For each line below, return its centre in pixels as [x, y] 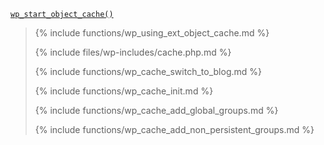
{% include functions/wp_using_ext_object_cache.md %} [152, 33]
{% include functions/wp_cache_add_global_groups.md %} [156, 110]
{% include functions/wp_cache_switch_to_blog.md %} [148, 71]
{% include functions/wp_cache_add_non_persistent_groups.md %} [174, 129]
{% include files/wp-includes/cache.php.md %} [133, 52]
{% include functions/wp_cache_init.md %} [124, 91]
